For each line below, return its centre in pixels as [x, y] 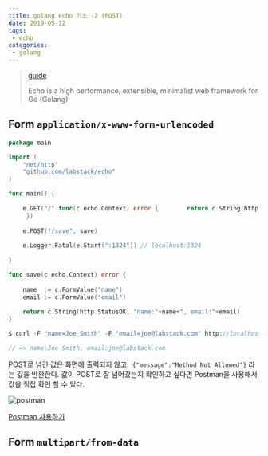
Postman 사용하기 [37, 416]
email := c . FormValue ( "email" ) [75, 297]
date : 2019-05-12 [37, 23]
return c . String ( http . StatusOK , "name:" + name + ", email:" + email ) [132, 312]
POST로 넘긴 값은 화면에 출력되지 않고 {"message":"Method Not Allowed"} [128, 364]
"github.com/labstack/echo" [69, 172]
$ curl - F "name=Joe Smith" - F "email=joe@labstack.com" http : [116, 334]
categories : [28, 45]
